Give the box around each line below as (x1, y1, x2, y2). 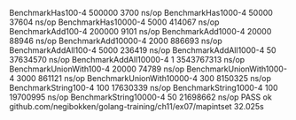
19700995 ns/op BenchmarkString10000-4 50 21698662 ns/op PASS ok (9, 92, 272, 102)
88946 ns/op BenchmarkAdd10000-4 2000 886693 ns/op (9, 35, 223, 46)
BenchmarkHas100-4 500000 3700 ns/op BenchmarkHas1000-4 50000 (9, 8, 273, 18)
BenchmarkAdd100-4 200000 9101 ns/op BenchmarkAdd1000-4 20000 (9, 26, 272, 36)
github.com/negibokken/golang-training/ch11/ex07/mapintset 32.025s (9, 101, 264, 111)
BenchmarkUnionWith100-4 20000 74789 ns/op (9, 64, 185, 74)
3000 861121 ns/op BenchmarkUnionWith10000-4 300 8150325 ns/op (16, 73, 272, 83)
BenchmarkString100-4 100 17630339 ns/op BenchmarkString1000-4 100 (9, 83, 278, 93)
